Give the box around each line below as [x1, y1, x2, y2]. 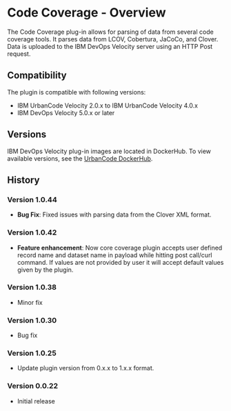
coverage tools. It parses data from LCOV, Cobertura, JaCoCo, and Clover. [7, 34, 219, 43]
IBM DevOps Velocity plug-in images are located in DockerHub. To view [7, 147, 212, 155]
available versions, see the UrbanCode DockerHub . [7, 154, 153, 163]
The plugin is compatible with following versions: [7, 88, 146, 96]
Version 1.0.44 [7, 194, 57, 204]
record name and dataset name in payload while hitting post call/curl [17, 250, 212, 259]
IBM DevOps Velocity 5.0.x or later [17, 108, 115, 117]
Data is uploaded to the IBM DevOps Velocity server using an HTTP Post [7, 42, 213, 50]
